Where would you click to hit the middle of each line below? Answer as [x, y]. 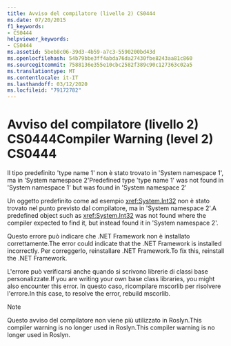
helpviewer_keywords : [38, 39]
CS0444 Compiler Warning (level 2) [110, 139]
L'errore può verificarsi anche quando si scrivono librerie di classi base [108, 272]
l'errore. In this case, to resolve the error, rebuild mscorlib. [89, 294]
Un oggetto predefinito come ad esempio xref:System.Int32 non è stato [109, 201]
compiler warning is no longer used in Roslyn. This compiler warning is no [111, 327]
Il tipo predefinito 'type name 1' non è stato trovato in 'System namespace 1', [115, 173]
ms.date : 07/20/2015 [37, 20]
